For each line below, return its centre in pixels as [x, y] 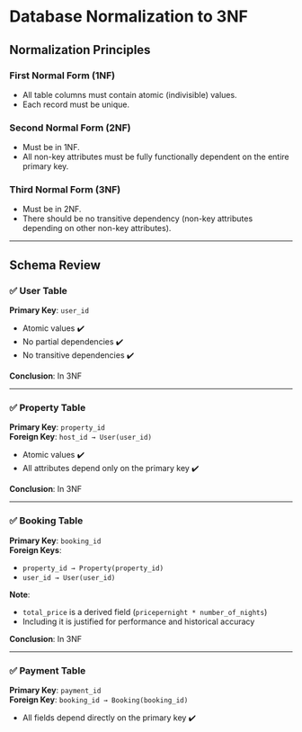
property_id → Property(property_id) [93, 568]
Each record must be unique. [76, 104]
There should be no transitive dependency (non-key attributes [138, 219]
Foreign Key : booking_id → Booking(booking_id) [99, 700]
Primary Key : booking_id [55, 540]
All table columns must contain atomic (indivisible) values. [129, 94]
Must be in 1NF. [51, 147]
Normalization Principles [80, 50]
